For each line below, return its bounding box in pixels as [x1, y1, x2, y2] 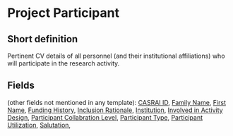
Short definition [7, 33, 78, 45]
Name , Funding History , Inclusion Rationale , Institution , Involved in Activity [7, 106, 224, 114]
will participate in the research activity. [7, 59, 120, 68]
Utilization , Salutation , [7, 120, 71, 129]
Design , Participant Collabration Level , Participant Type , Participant [7, 113, 203, 121]
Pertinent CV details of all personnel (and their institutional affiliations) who [7, 51, 225, 60]
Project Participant [7, 5, 120, 21]
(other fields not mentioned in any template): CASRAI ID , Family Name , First [7, 98, 226, 106]
